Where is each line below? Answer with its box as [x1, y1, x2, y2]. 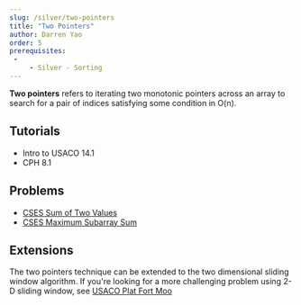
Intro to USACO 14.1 [22, 148, 95, 158]
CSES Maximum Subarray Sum [22, 217, 138, 228]
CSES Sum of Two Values [22, 207, 118, 218]
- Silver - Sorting [29, 64, 103, 73]
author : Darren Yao [9, 30, 83, 39]
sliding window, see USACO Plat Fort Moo [17, 285, 173, 297]
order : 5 [9, 38, 42, 48]
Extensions [9, 242, 74, 257]
